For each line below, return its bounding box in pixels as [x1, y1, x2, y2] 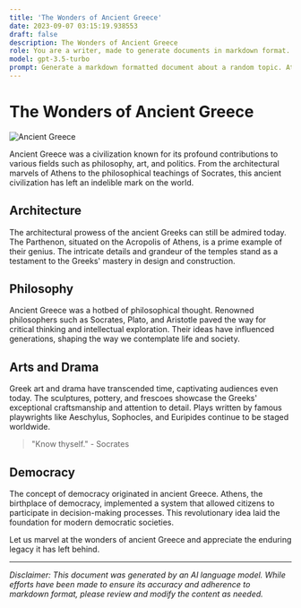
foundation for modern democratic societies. [9, 517, 175, 528]
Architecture [9, 203, 82, 218]
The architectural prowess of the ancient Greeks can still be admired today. [9, 227, 287, 237]
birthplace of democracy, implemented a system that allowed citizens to [9, 498, 275, 509]
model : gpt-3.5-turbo [9, 55, 90, 64]
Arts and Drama [9, 359, 99, 374]
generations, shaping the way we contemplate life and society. [9, 333, 240, 345]
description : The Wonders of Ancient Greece [9, 38, 178, 47]
